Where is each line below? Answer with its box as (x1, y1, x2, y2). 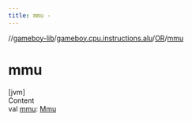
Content (8, 96, 35, 105)
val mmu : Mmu (8, 104, 57, 113)
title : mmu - (8, 11, 51, 20)
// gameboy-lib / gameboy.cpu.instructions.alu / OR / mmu (8, 33, 184, 43)
